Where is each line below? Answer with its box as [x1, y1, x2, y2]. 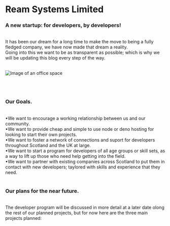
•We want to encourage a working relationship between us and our [5, 115, 146, 121]
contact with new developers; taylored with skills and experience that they [5, 164, 161, 170]
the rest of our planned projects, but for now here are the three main [5, 210, 148, 216]
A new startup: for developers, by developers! [5, 22, 121, 29]
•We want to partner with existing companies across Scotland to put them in [5, 158, 165, 164]
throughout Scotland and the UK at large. [5, 142, 91, 148]
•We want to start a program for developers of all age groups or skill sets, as [5, 148, 165, 154]
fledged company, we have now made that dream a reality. [5, 44, 128, 50]
